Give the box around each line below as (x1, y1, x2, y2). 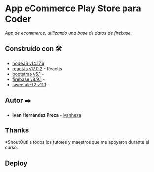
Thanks (5, 126, 29, 134)
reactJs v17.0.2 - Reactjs (12, 65, 62, 72)
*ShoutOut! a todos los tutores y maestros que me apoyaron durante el (5, 139, 149, 145)
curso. (5, 144, 18, 151)
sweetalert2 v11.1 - (12, 81, 50, 87)
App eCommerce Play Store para (5, 3, 141, 14)
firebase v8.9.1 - (12, 76, 45, 82)
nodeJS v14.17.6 (12, 60, 45, 66)
